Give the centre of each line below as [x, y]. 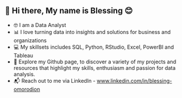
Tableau [23, 55]
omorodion [27, 89]
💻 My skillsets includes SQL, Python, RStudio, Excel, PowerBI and [94, 47]
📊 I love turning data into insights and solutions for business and [92, 32]
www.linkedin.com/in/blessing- [135, 80]
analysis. [24, 74]
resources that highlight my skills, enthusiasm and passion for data [95, 67]
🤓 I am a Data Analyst [40, 25]
